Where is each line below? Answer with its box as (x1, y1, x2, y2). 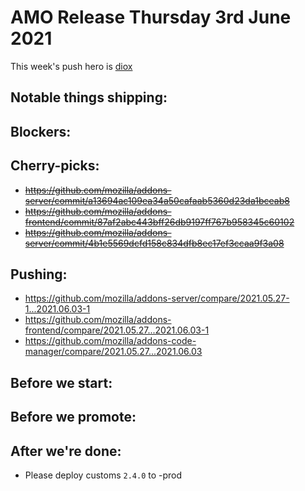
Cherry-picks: (10, 157, 100, 175)
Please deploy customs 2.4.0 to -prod (24, 469, 183, 481)
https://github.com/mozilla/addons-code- (24, 335, 197, 347)
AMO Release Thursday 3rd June (10, 6, 292, 29)
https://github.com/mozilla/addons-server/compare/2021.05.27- (24, 292, 290, 305)
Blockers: (10, 123, 72, 140)
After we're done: (10, 442, 122, 460)
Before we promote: (10, 409, 137, 426)
